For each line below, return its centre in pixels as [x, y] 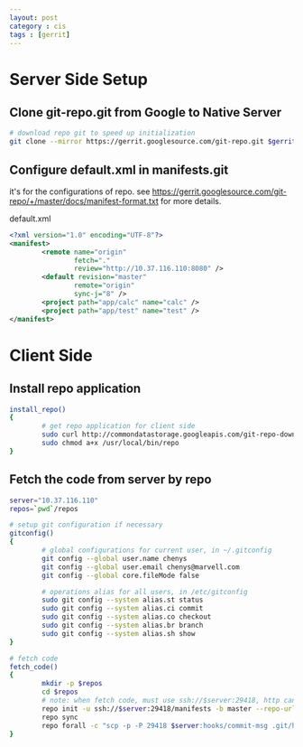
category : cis [38, 26]
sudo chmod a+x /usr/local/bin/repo [110, 444]
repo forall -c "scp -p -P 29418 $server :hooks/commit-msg [155, 725]
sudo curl [60, 434]
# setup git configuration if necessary [87, 525]
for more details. [191, 201]
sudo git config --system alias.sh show [119, 633]
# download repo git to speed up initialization [102, 133]
